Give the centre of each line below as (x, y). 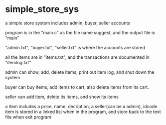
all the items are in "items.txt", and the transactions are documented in (77, 57)
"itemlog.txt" (18, 62)
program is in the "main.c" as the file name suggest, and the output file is (80, 32)
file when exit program (28, 117)
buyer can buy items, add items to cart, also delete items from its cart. (77, 87)
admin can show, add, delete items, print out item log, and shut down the (80, 72)
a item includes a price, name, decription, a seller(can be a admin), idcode (81, 106)
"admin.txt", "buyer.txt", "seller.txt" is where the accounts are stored (75, 47)
